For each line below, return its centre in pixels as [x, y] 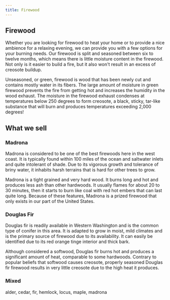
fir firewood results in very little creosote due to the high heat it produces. [82, 268]
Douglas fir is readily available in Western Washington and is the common [82, 226]
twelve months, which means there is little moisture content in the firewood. [84, 59]
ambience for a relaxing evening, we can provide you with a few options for [84, 48]
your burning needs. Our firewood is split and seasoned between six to [79, 53]
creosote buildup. [24, 70]
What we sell [26, 128]
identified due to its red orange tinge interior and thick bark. [68, 242]
